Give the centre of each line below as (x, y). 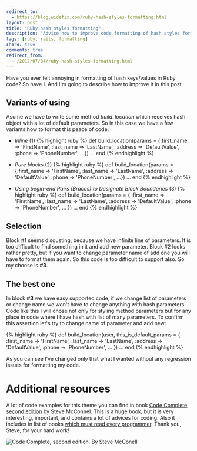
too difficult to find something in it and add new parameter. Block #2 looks (96, 247)
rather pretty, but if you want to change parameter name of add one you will (98, 253)
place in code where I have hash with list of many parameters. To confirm (95, 317)
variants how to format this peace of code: (58, 129)
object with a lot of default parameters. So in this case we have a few (90, 123)
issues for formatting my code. (43, 365)
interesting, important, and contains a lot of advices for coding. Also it (91, 417)
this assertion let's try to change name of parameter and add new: (86, 323)
